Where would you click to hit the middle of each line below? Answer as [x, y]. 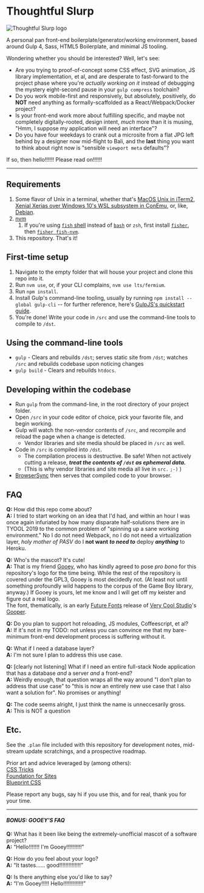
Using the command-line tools [65, 343]
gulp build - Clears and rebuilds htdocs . [66, 371]
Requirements [33, 184]
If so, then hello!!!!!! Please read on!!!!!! [54, 159]
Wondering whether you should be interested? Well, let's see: [83, 58]
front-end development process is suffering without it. [98, 636]
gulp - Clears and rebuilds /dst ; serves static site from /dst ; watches [101, 357]
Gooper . [16, 612]
